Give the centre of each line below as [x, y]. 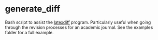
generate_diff [33, 9]
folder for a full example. [29, 32]
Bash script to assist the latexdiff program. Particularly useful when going [78, 22]
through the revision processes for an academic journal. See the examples [79, 27]
